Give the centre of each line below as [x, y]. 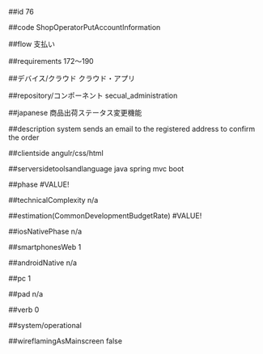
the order [24, 137]
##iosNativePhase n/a [45, 231]
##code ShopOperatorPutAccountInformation [85, 27]
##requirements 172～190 [51, 61]
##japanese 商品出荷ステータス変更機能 [75, 113]
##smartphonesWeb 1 [45, 247]
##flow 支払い [32, 44]
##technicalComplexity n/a [53, 200]
